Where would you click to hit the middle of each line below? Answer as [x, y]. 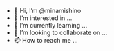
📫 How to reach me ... [46, 40]
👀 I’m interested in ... [43, 18]
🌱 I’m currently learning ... [50, 25]
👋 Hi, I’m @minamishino [47, 11]
